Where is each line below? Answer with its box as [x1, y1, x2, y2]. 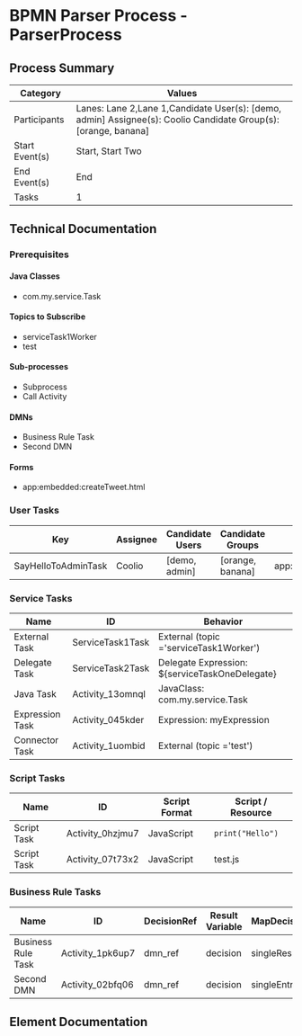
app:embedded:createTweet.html [22, 482, 146, 493]
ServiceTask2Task [71, 662, 150, 674]
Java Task [13, 687, 57, 700]
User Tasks [9, 505, 60, 517]
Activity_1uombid [71, 739, 146, 752]
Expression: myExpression [158, 713, 270, 726]
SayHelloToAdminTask [13, 559, 108, 572]
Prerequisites [9, 248, 69, 261]
